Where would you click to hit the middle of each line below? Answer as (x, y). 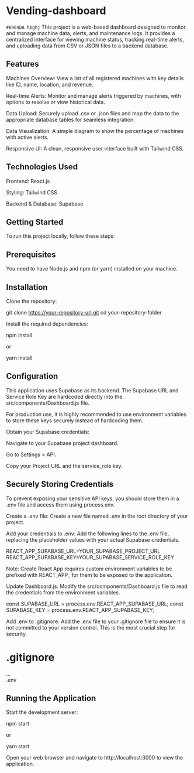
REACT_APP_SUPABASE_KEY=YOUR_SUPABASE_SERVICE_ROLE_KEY (90, 557)
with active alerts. (27, 137)
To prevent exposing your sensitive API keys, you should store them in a (93, 498)
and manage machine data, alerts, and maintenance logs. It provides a (91, 33)
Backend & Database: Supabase (45, 204)
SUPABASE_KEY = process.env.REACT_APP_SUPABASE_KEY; (80, 610)
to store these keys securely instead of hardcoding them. (75, 420)
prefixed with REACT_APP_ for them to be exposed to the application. (89, 574)
